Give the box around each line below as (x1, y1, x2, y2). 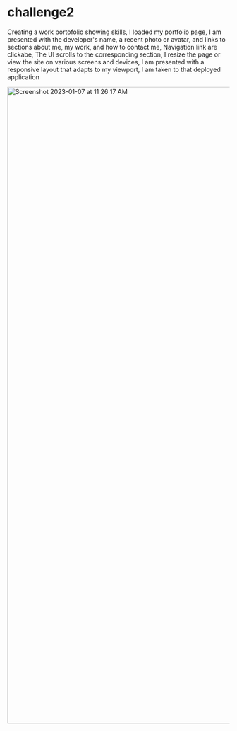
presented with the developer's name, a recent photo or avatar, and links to (7, 35, 226, 43)
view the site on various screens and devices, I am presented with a (7, 57, 205, 66)
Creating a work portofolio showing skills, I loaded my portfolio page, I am (7, 28, 222, 36)
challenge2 (7, 4, 75, 21)
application (7, 72, 40, 81)
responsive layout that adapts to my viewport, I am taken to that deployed (7, 65, 221, 74)
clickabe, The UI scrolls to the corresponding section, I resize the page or (7, 50, 221, 59)
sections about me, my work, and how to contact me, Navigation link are (7, 42, 217, 51)
